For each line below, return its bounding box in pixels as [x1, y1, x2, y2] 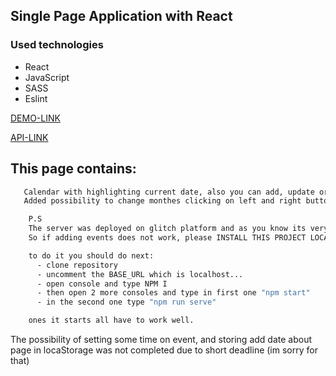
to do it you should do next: [28, 250, 155, 261]
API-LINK [10, 131, 49, 143]
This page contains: [10, 160, 137, 178]
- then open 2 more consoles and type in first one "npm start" [36, 288, 311, 298]
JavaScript [24, 71, 70, 83]
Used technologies [10, 38, 104, 52]
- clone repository [36, 260, 118, 270]
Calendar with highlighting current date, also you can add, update [23, 187, 315, 197]
